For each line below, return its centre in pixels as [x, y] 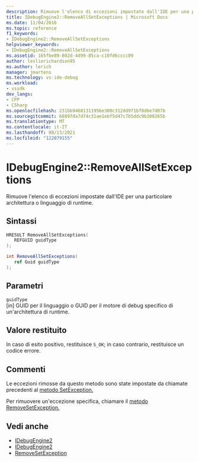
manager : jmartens [29, 72]
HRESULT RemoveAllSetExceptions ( [47, 235]
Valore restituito [36, 330]
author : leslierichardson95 [41, 61]
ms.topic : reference [32, 28]
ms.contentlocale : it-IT [37, 127]
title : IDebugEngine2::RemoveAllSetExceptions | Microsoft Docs [87, 17]
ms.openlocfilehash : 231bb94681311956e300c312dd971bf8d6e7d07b [86, 111]
